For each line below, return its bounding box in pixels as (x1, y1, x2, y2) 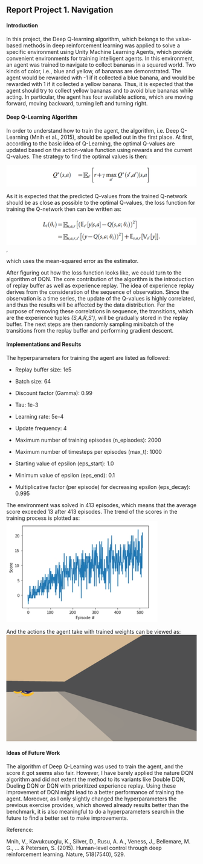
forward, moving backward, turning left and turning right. (6, 99, 148, 107)
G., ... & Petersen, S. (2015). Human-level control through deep (6, 844, 162, 851)
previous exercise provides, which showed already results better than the (6, 801, 189, 808)
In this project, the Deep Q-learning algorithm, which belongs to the (6, 35, 175, 42)
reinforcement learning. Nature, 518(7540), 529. (6, 851, 126, 858)
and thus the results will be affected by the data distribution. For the (6, 301, 175, 308)
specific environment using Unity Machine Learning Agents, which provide (6, 48, 192, 55)
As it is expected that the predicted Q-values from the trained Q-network (6, 192, 187, 199)
